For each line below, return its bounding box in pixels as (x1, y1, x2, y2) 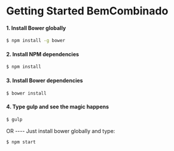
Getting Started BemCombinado (6, 4, 169, 18)
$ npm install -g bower (6, 38, 66, 44)
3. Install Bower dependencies (6, 77, 83, 84)
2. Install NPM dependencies (6, 50, 80, 58)
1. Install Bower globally (6, 24, 66, 31)
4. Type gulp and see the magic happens (6, 103, 109, 110)
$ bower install (6, 90, 47, 96)
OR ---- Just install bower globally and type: (6, 127, 115, 134)
